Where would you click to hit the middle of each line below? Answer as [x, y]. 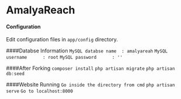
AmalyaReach [41, 10]
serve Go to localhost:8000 [39, 91]
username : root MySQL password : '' [64, 58]
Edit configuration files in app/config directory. [62, 40]
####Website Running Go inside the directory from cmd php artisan [90, 84]
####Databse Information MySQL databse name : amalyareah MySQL [87, 51]
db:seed [15, 74]
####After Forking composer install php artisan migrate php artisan [90, 68]
